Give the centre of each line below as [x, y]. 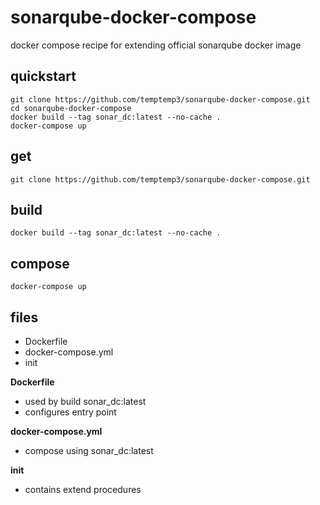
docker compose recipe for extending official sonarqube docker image [156, 45]
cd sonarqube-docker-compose [71, 108]
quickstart [43, 76]
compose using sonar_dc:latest [89, 450]
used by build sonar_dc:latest [85, 401]
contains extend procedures [83, 489]
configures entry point [70, 412]
